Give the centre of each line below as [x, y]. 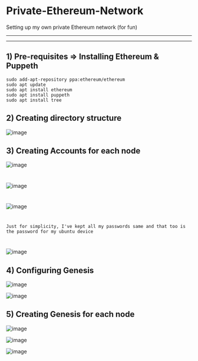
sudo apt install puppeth [38, 95]
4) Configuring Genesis [50, 270]
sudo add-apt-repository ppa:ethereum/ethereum [66, 80]
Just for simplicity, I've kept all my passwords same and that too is [96, 226]
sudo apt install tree [34, 100]
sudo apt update [26, 85]
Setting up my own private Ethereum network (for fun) [72, 27]
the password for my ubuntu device [50, 231]
